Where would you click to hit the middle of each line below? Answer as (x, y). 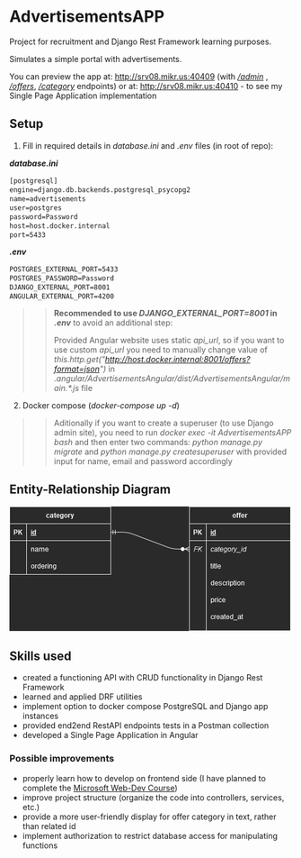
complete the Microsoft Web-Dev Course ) (100, 788)
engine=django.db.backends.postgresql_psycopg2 (100, 190)
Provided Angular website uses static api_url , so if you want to (169, 340)
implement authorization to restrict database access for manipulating (150, 835)
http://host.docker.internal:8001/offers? (177, 359)
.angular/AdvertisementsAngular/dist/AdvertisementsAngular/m (172, 378)
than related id (49, 826)
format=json (77, 369)
